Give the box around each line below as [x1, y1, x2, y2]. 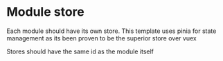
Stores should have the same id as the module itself [6, 47, 154, 56]
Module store [6, 4, 84, 20]
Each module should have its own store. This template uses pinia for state [6, 27, 217, 35]
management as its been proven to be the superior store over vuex [6, 34, 197, 42]
